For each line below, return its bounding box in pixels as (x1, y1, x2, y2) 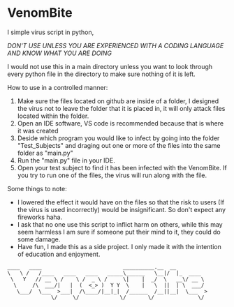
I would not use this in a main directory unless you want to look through (7, 62, 213, 70)
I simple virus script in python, (7, 28, 94, 36)
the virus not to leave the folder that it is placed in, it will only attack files (17, 104, 226, 112)
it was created (17, 126, 59, 135)
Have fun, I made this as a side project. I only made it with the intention (17, 242, 221, 250)
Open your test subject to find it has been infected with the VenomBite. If (17, 163, 227, 172)
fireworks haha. (17, 213, 63, 221)
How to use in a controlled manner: (7, 83, 108, 91)
